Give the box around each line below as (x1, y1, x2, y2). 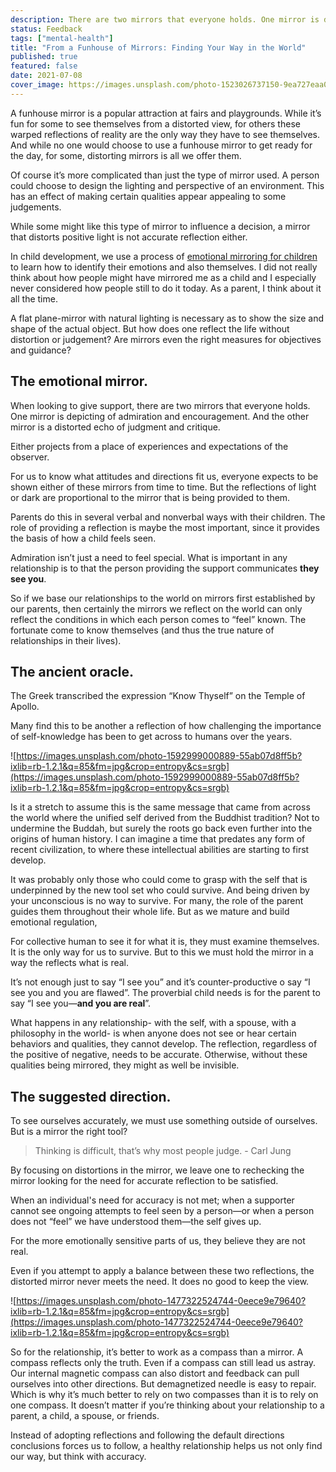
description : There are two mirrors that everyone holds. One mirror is (10, 14, 320, 25)
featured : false (10, 61, 78, 71)
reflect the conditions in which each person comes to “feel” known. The (10, 613, 307, 625)
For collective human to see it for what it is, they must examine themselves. (10, 936, 320, 948)
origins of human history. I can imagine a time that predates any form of (10, 833, 306, 845)
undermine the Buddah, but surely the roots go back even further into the (10, 822, 313, 835)
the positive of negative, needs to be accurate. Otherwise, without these (10, 1049, 308, 1061)
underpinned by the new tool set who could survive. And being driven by (10, 884, 310, 896)
